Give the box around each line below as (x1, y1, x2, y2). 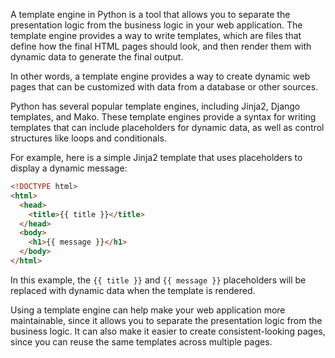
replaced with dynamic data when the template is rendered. (10, 284, 256, 296)
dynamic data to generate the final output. (10, 51, 184, 63)
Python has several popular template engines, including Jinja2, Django (10, 100, 301, 112)
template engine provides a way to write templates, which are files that (10, 30, 302, 41)
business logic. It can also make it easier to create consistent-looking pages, (10, 325, 326, 337)
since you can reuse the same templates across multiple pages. (10, 335, 273, 348)
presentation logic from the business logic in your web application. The (10, 19, 303, 31)
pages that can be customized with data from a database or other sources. (10, 81, 319, 93)
